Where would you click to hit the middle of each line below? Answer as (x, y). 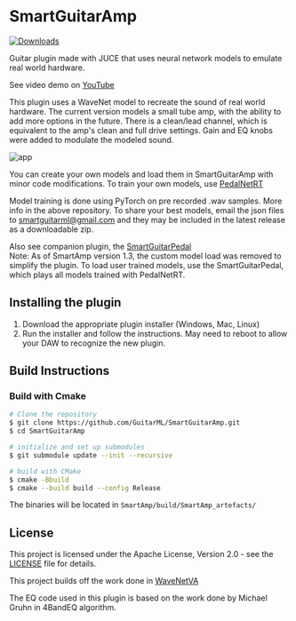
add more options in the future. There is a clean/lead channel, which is (139, 121)
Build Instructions (60, 371)
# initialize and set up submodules (77, 447)
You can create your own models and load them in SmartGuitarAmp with (141, 174)
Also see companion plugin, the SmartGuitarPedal (100, 246)
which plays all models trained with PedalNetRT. (97, 275)
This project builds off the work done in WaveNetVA (104, 581)
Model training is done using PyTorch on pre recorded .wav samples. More (146, 201)
